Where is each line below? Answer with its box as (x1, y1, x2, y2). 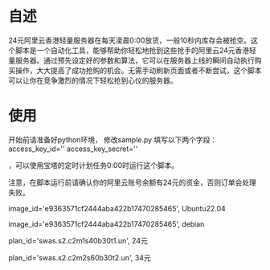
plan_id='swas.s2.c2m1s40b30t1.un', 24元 (8, 235, 149, 245)
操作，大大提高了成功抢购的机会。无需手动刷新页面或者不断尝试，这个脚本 (14, 65, 262, 75)
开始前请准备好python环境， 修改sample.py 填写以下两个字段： (8, 134, 218, 145)
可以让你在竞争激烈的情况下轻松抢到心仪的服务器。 (8, 76, 178, 85)
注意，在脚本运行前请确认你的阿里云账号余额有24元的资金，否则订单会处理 (8, 178, 257, 187)
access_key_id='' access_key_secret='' (8, 144, 138, 153)
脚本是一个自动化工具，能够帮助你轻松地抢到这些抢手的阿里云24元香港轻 (14, 45, 257, 55)
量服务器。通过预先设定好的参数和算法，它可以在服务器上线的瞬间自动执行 (8, 55, 255, 65)
